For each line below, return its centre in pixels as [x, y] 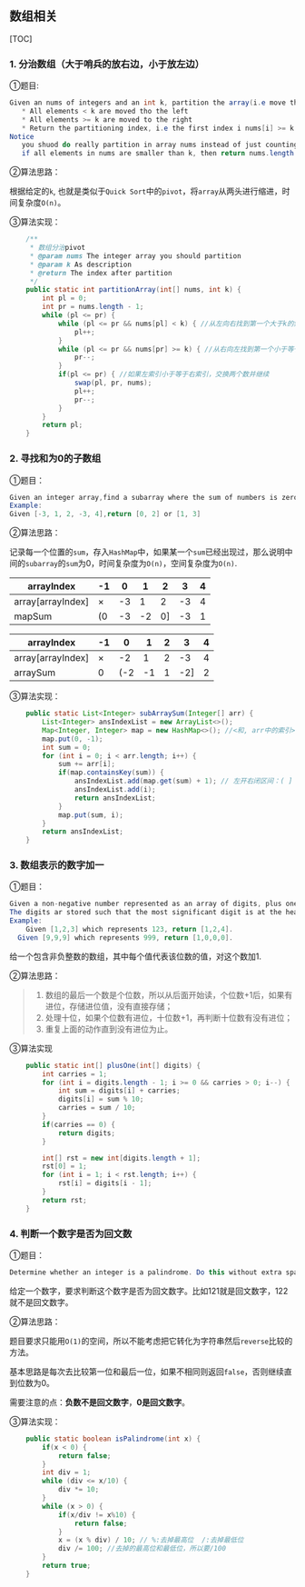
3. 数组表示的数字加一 [57, 865]
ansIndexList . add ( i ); [115, 790]
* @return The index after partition [101, 273]
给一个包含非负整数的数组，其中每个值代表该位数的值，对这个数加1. [135, 956]
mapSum [33, 616]
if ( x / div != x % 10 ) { [97, 1515]
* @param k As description [80, 264]
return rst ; [65, 1200]
